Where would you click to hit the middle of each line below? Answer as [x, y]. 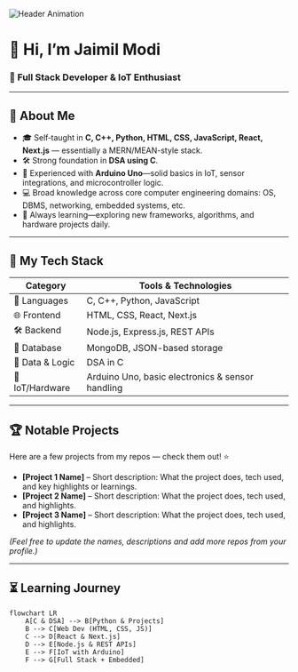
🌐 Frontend [37, 316]
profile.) [24, 550]
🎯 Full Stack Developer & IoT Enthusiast [95, 77]
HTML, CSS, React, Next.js [142, 316]
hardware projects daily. [66, 224]
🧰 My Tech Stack [56, 261]
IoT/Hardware [42, 388]
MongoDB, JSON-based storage [155, 348]
